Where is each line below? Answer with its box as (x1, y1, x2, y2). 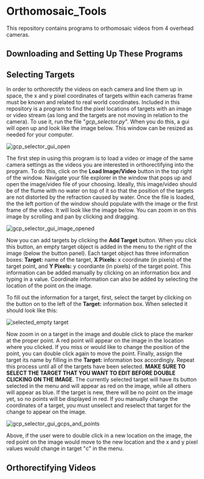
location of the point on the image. (6, 282, 93, 289)
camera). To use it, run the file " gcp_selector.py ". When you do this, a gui (6, 118, 190, 126)
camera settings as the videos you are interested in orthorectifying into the (6, 161, 194, 168)
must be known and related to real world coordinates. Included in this (6, 99, 180, 106)
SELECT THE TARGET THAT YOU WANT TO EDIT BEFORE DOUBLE (6, 369, 175, 376)
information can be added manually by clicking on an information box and (6, 269, 191, 276)
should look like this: (6, 307, 58, 314)
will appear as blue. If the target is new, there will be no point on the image (6, 389, 193, 396)
